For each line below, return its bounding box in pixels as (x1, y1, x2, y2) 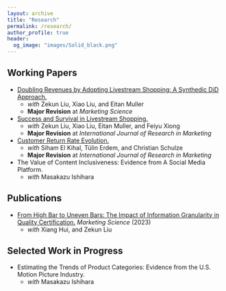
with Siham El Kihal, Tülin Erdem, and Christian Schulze (27, 143, 184, 151)
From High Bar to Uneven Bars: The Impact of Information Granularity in (16, 210, 220, 219)
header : (7, 36, 29, 42)
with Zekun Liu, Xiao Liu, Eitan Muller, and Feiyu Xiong (27, 121, 180, 130)
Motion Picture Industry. (16, 270, 86, 279)
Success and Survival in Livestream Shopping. (16, 114, 149, 123)
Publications (7, 192, 62, 204)
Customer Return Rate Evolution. (16, 136, 110, 144)
